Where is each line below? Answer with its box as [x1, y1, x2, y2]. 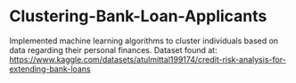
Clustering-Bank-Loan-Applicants [9, 6, 267, 26]
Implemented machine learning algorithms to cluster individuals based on [9, 35, 279, 46]
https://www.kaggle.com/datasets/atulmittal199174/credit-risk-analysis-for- [9, 54, 287, 64]
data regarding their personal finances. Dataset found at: [9, 44, 218, 55]
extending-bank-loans [9, 64, 91, 74]
